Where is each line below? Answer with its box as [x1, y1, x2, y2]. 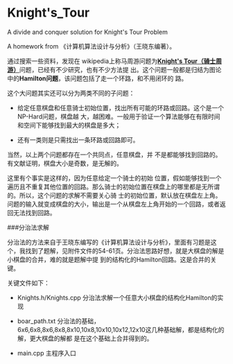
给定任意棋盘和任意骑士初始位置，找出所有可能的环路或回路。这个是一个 [17, 103, 224, 112]
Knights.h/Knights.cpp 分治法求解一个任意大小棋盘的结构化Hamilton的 [17, 293, 218, 302]
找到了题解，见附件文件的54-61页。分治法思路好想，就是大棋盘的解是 [25, 246, 225, 254]
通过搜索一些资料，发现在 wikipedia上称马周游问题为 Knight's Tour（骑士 [7, 57, 216, 65]
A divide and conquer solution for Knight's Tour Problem [7, 28, 169, 36]
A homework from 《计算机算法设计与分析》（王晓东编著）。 [7, 42, 175, 50]
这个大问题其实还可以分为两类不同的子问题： [7, 89, 135, 97]
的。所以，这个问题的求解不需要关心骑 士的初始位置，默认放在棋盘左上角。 [7, 191, 222, 199]
